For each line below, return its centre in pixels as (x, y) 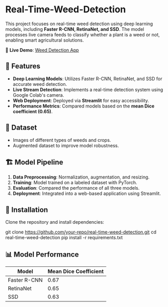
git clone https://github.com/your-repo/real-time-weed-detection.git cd (81, 232)
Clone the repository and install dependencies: (55, 222)
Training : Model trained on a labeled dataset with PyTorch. (75, 183)
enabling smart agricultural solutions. (44, 40)
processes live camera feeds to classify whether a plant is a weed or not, (83, 34)
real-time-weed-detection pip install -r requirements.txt (64, 238)
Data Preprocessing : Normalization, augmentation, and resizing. (81, 177)
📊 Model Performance (42, 254)
